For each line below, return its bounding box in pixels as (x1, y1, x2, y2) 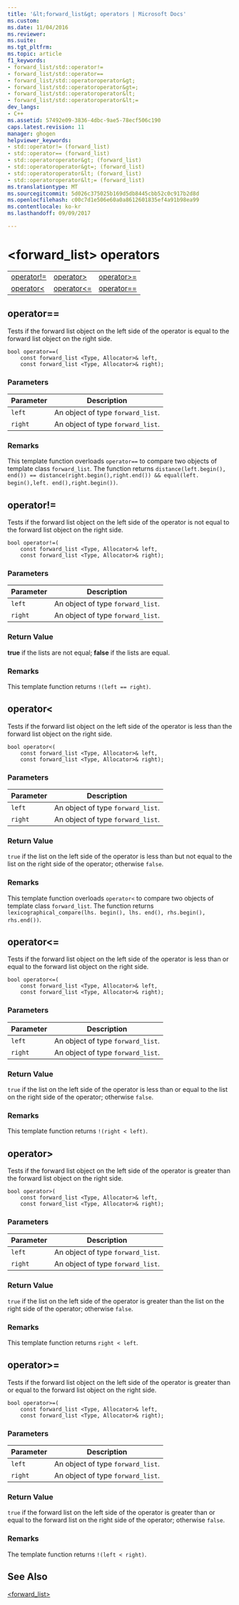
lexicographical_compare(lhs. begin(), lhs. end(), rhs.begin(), (7, 909, 205, 916)
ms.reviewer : (7, 30, 46, 38)
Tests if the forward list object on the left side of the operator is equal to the (7, 327, 230, 335)
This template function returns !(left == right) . (7, 682, 151, 690)
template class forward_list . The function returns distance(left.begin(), (7, 464, 226, 473)
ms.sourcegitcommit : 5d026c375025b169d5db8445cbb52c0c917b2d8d (7, 190, 200, 197)
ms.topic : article (7, 51, 62, 58)
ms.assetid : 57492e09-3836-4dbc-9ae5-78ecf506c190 (7, 116, 161, 124)
